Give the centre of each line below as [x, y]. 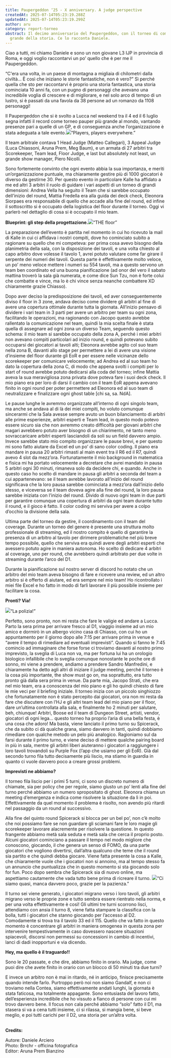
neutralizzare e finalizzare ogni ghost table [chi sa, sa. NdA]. [68, 393]
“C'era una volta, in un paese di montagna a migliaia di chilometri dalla [79, 73]
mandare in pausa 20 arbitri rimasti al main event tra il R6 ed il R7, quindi [81, 452]
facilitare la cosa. [23, 590]
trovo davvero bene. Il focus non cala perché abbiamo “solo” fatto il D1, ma [83, 1004]
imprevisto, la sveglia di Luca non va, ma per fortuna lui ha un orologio [79, 653]
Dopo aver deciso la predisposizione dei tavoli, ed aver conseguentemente [83, 296]
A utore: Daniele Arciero [30, 1040]
